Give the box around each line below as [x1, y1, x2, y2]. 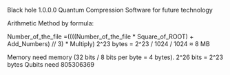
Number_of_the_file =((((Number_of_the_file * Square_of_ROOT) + [7, 32, 194, 41]
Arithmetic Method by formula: [7, 19, 94, 27]
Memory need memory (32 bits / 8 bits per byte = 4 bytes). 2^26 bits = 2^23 [7, 53, 224, 61]
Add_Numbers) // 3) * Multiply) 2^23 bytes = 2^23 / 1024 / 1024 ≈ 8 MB [7, 40, 210, 47]
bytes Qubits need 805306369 [7, 61, 95, 68]
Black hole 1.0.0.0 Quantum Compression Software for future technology [7, 6, 213, 14]
